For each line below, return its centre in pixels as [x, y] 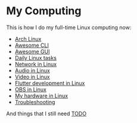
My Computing [44, 11]
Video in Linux [32, 77]
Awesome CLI [32, 45]
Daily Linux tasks [35, 58]
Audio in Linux [32, 70]
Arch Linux [28, 39]
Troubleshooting [35, 102]
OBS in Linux [30, 89]
